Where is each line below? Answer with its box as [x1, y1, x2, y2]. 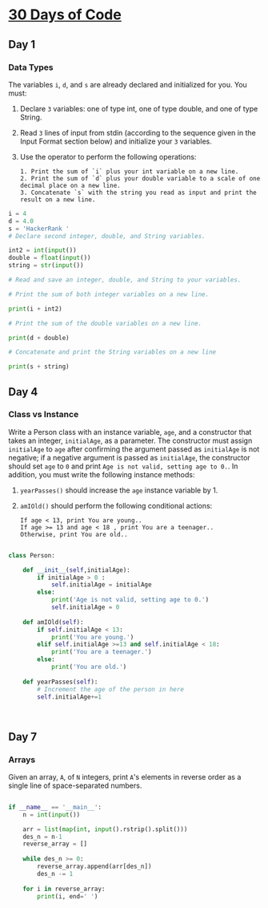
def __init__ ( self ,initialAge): [22, 565, 130, 574]
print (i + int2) [8, 305, 62, 313]
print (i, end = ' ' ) [37, 892, 98, 900]
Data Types [8, 62, 54, 73]
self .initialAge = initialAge [50, 581, 152, 589]
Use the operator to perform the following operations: [19, 152, 197, 161]
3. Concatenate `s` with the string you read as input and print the [19, 188, 258, 197]
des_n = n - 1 [22, 833, 62, 841]
